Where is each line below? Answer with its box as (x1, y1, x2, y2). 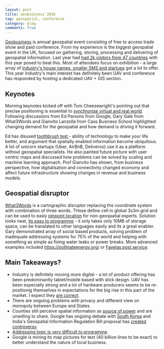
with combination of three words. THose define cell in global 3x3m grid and (5, 207, 158, 213)
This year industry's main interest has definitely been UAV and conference (5, 70, 155, 76)
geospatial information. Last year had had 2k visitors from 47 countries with (5, 55, 158, 60)
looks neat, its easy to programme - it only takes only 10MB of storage (5, 218, 147, 224)
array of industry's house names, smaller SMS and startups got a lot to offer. (5, 65, 160, 71)
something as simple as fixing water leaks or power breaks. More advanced (5, 239, 158, 245)
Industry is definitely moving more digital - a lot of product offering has (12, 271, 155, 277)
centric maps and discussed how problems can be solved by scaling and (5, 154, 152, 160)
